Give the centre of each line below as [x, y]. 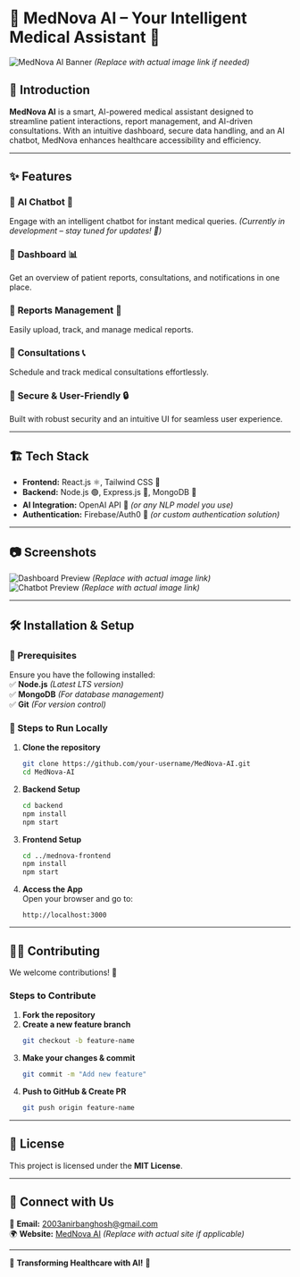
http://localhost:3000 [64, 915]
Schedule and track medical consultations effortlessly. [109, 372]
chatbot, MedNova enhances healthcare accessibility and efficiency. [135, 140]
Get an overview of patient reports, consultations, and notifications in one [145, 277]
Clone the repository [61, 748]
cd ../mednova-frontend [67, 856]
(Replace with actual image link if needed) [171, 62]
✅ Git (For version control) [58, 704]
